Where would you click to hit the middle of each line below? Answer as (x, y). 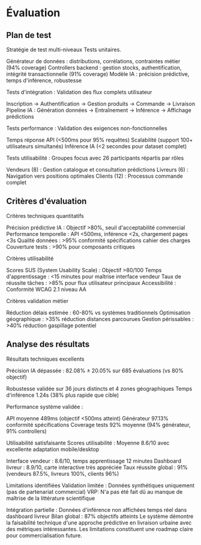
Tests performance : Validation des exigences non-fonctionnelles (87, 128)
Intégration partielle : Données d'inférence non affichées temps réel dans (97, 509)
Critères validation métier (37, 301)
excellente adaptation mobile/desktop (53, 449)
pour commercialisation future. (44, 535)
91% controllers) (26, 431)
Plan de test (29, 35)
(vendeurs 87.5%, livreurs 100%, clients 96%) (63, 473)
